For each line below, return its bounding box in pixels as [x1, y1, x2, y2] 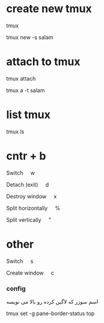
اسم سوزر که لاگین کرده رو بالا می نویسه [6, 298, 99, 305]
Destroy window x [6, 193, 57, 200]
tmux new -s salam [6, 33, 54, 41]
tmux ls [6, 128, 25, 135]
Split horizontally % [6, 204, 61, 211]
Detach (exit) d [6, 181, 49, 188]
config [6, 284, 26, 293]
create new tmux [6, 2, 92, 16]
